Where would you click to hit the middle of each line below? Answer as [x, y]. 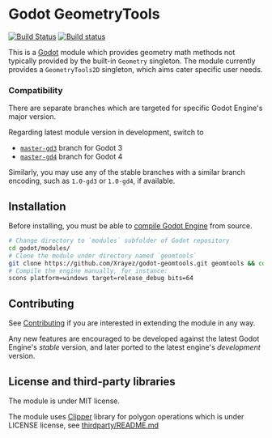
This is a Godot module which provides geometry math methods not [122, 52]
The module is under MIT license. [64, 401]
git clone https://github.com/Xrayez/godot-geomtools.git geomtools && [132, 263]
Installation [37, 206]
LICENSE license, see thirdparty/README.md [84, 425]
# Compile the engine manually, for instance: [88, 271]
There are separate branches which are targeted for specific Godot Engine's [136, 108]
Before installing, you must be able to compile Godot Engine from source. [130, 226]
